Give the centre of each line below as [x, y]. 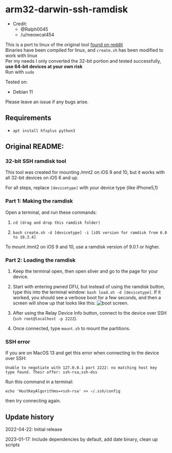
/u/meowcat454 [37, 34]
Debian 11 [23, 92]
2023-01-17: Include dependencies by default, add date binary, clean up [82, 439]
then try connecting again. [33, 401]
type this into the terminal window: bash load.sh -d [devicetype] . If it [87, 292]
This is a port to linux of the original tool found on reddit [64, 44]
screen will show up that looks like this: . [71, 303]
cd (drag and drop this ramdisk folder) [56, 223]
